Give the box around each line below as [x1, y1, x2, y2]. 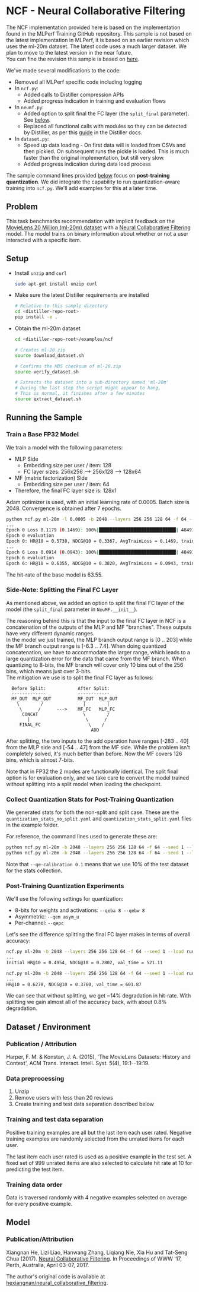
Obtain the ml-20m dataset [14, 325, 81, 332]
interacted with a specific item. [6, 236, 82, 243]
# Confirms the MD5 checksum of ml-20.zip [14, 363, 121, 369]
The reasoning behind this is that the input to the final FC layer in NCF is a [6, 617, 186, 624]
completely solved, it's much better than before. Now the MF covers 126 [6, 750, 182, 757]
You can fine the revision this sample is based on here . [6, 55, 140, 62]
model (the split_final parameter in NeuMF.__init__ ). [6, 606, 138, 613]
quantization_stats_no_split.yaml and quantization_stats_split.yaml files [6, 815, 192, 822]
